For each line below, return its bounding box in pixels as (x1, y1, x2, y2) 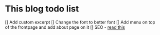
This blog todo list (5, 3, 79, 14)
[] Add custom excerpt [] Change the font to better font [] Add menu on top (5, 19, 156, 25)
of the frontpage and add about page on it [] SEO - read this (5, 24, 125, 30)
